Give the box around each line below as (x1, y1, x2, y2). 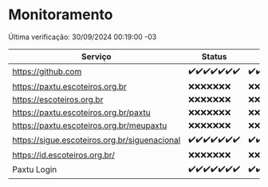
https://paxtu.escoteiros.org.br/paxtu (12, 106, 152, 117)
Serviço (81, 50, 112, 62)
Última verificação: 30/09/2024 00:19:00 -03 (8, 32, 157, 42)
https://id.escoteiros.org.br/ (12, 149, 116, 161)
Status (201, 50, 227, 62)
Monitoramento (8, 6, 113, 24)
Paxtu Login (12, 164, 57, 175)
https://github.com (12, 66, 82, 78)
